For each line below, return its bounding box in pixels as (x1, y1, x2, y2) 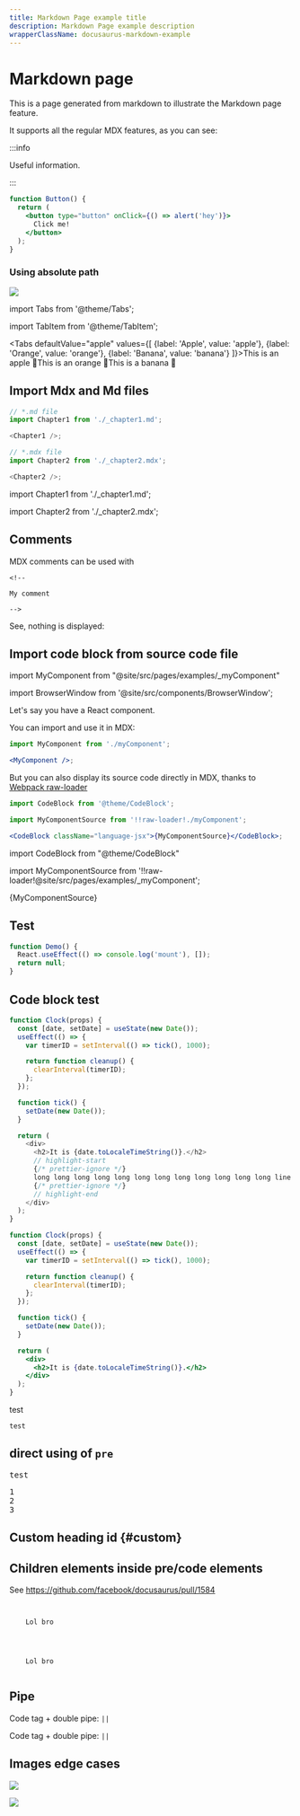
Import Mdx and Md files (9, 383, 150, 399)
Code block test (9, 992, 100, 1007)
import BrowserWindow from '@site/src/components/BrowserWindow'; (9, 688, 274, 699)
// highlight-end (32, 1189, 99, 1199)
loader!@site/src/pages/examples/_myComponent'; (9, 875, 200, 886)
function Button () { (9, 195, 87, 204)
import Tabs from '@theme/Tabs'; (9, 303, 135, 314)
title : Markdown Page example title (9, 13, 146, 22)
